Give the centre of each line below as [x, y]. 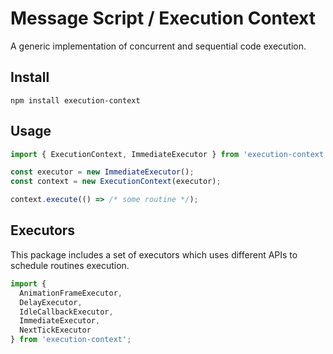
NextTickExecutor [55, 330]
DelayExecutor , [51, 302]
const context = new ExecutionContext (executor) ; [116, 182]
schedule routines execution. [70, 265]
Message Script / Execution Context [163, 18]
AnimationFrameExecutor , [71, 293]
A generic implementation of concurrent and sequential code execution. [158, 46]
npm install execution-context [75, 100]
